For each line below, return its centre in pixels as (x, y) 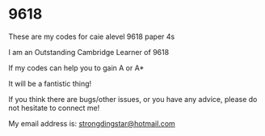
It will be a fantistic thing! (50, 83)
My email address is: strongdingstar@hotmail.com (92, 123)
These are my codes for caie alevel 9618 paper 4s (92, 36)
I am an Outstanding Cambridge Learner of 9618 (89, 52)
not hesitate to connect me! (54, 108)
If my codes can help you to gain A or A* (76, 68)
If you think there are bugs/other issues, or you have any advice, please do (133, 99)
